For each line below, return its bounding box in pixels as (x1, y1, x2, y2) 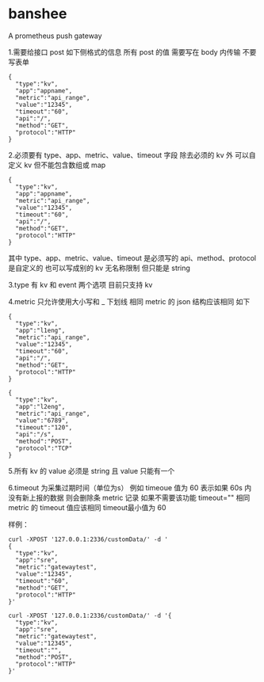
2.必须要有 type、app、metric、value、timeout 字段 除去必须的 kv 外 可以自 (8, 150, 256, 159)
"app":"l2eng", (15, 402, 66, 410)
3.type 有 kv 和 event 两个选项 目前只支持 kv (8, 280, 153, 289)
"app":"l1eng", (15, 326, 66, 334)
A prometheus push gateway (8, 31, 102, 40)
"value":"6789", (15, 417, 69, 425)
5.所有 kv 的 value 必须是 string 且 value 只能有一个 (8, 466, 175, 475)
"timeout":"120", (15, 423, 73, 432)
